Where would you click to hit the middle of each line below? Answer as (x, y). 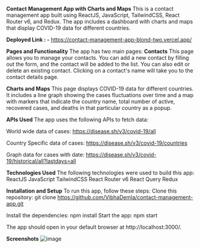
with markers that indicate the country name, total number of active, (91, 101)
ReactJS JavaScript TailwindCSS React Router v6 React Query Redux (92, 179)
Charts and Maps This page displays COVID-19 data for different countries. (100, 89)
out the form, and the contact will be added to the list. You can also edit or (98, 64)
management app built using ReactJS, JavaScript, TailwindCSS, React (93, 15)
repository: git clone (31, 197)
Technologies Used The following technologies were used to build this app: (100, 173)
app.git (15, 204)
